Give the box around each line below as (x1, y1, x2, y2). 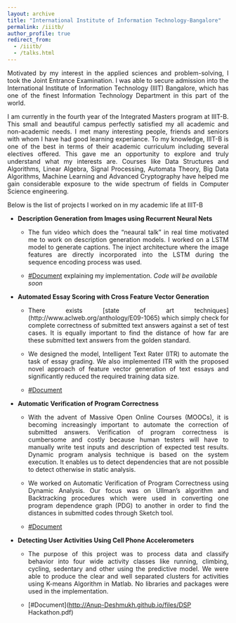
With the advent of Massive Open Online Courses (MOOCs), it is (27, 413, 229, 421)
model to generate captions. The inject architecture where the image (27, 243, 229, 251)
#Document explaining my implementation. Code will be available (27, 271, 218, 280)
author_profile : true (7, 30, 71, 37)
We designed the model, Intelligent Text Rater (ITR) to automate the (27, 349, 229, 358)
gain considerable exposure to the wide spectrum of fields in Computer (7, 179, 229, 188)
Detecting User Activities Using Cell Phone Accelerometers (17, 536, 195, 544)
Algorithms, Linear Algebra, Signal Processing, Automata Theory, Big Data (7, 165, 229, 173)
